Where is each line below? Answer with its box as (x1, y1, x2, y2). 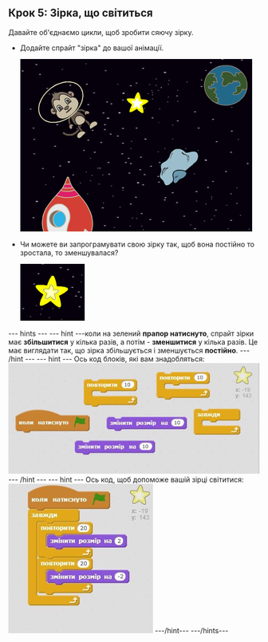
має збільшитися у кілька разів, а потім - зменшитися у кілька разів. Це (8, 337, 258, 346)
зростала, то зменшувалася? (19, 247, 119, 258)
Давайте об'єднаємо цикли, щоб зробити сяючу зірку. (8, 27, 194, 37)
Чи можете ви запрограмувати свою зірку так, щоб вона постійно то (19, 239, 255, 249)
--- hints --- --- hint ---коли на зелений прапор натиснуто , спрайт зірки (8, 329, 254, 338)
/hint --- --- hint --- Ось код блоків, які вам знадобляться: (8, 354, 205, 364)
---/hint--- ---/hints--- (154, 626, 229, 636)
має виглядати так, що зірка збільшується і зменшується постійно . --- (8, 345, 250, 355)
